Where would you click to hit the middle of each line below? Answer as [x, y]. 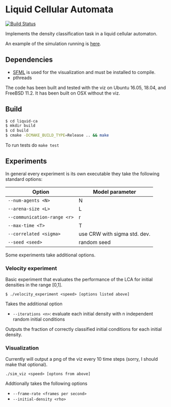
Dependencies [29, 60]
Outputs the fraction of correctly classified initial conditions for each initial [83, 329]
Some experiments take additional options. [51, 255]
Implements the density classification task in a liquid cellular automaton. [81, 33]
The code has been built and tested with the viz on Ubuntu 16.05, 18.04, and [85, 87]
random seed [95, 242]
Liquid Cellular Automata [60, 10]
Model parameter [115, 192]
